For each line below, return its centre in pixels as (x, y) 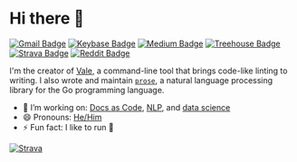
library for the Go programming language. (87, 90)
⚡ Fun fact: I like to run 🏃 (68, 127)
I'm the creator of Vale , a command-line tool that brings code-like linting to (148, 71)
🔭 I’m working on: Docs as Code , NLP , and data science (126, 107)
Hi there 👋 (47, 19)
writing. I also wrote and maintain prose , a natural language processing (141, 80)
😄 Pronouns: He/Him (62, 117)
